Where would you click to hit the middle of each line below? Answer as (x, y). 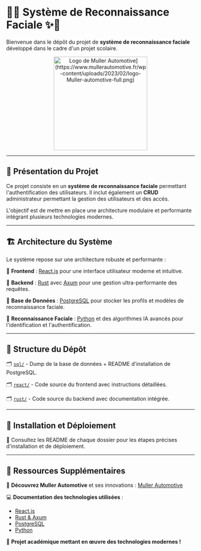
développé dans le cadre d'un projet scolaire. (62, 48)
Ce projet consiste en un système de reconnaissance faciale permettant (96, 186)
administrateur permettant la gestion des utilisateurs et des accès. (88, 199)
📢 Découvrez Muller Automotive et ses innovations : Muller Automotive (95, 485)
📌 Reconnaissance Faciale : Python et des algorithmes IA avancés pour (95, 318)
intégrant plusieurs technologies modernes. (60, 217)
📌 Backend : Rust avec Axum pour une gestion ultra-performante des (92, 282)
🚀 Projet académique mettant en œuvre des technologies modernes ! (94, 542)
